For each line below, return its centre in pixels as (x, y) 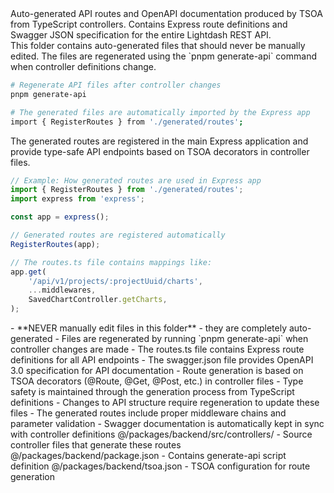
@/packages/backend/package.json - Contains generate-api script (148, 455)
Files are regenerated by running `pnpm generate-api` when (185, 338)
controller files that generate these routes (96, 445)
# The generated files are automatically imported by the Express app (160, 112)
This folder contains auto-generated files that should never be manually (158, 45)
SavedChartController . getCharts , (98, 300)
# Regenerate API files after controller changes (116, 85)
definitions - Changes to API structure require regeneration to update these (165, 402)
